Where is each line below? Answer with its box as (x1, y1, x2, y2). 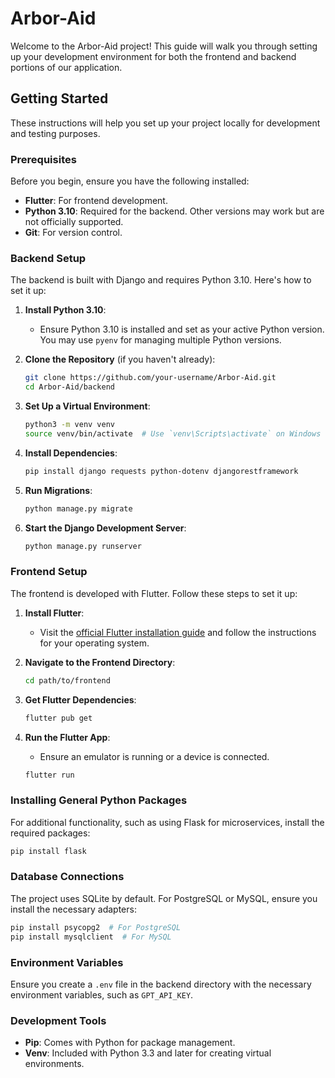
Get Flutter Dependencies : (24, 693, 137, 706)
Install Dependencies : (24, 447, 118, 459)
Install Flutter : (24, 607, 85, 619)
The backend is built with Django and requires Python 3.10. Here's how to (10, 274, 312, 286)
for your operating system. (39, 637, 150, 649)
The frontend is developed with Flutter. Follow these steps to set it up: (10, 587, 298, 599)
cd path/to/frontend (24, 675, 111, 686)
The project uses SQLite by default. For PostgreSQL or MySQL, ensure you (10, 892, 318, 904)
